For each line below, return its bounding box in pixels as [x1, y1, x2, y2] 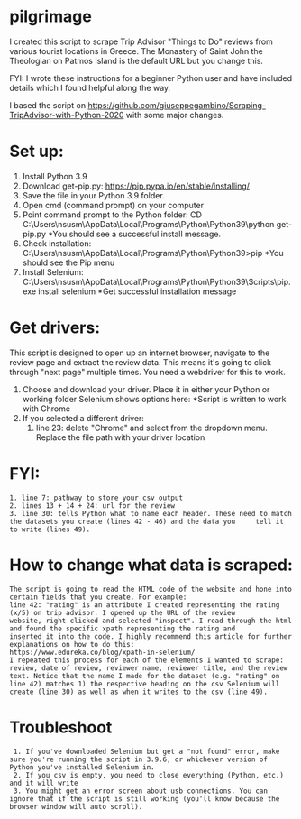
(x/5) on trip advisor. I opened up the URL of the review [9, 608, 236, 617]
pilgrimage [9, 6, 92, 27]
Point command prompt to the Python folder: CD [22, 209, 203, 220]
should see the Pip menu [22, 257, 115, 268]
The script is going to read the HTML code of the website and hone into [9, 584, 293, 594]
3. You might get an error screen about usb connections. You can [13, 787, 269, 796]
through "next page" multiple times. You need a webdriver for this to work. [9, 366, 286, 377]
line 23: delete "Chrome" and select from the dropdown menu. [35, 422, 268, 433]
